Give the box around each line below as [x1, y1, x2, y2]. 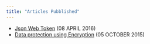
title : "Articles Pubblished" [6, 8, 80, 15]
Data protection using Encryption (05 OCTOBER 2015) [14, 31, 145, 38]
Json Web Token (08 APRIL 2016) [14, 25, 96, 32]
